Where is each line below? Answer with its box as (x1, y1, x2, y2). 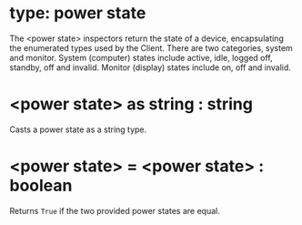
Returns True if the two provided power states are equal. (9, 205, 220, 216)
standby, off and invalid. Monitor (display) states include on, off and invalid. (9, 62, 291, 73)
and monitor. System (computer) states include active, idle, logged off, (9, 52, 273, 63)
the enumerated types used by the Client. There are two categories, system (9, 42, 293, 53)
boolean (9, 176, 73, 196)
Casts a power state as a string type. (9, 124, 147, 135)
